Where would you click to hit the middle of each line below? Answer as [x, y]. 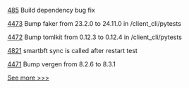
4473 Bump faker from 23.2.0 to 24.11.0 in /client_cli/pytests [94, 23]
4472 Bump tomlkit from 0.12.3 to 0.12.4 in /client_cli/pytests [94, 37]
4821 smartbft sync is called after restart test [72, 51]
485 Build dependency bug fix [51, 10]
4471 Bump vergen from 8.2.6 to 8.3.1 [62, 64]
